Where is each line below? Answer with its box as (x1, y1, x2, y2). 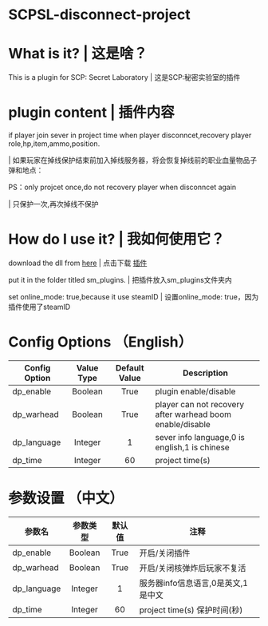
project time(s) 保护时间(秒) (139, 604, 243, 616)
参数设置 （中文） (8, 489, 124, 508)
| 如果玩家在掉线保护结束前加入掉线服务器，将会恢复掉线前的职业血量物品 (8, 156, 250, 165)
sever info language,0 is (155, 431, 245, 442)
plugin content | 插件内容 (8, 104, 175, 121)
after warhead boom (155, 409, 231, 420)
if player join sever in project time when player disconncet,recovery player (8, 130, 252, 141)
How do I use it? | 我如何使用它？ (8, 230, 225, 248)
